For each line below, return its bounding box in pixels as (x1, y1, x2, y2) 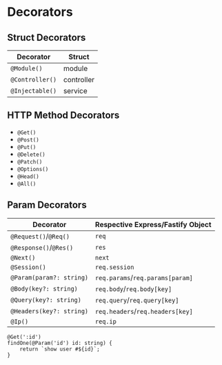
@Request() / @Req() (10, 231, 70, 241)
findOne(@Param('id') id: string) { (7, 339, 112, 346)
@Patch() (17, 158, 43, 166)
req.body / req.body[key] (95, 284, 172, 293)
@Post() (17, 136, 39, 144)
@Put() (17, 144, 37, 150)
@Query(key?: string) (10, 296, 81, 304)
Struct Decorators (7, 32, 86, 43)
